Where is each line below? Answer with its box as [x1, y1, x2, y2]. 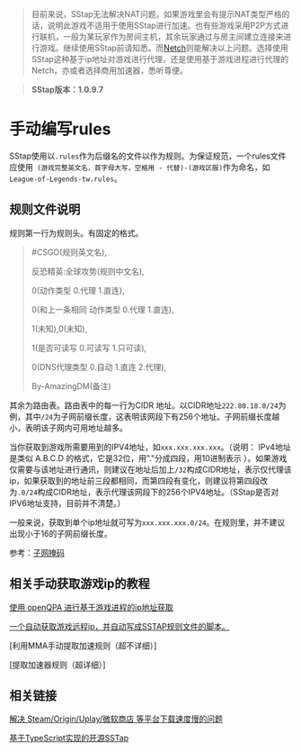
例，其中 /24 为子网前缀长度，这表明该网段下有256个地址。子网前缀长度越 [9, 411, 280, 421]
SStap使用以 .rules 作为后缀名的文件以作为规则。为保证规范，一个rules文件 [9, 150, 287, 161]
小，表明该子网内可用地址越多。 [9, 422, 128, 433]
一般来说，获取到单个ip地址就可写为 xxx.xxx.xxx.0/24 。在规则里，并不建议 [9, 517, 286, 528]
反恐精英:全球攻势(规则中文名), [31, 266, 146, 276]
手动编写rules [9, 119, 111, 140]
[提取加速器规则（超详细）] [9, 659, 106, 670]
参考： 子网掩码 [9, 547, 65, 557]
